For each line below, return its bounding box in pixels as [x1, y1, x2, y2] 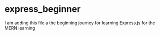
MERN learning [4, 25, 36, 31]
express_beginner [4, 3, 81, 15]
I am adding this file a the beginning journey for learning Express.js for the [4, 20, 155, 26]
